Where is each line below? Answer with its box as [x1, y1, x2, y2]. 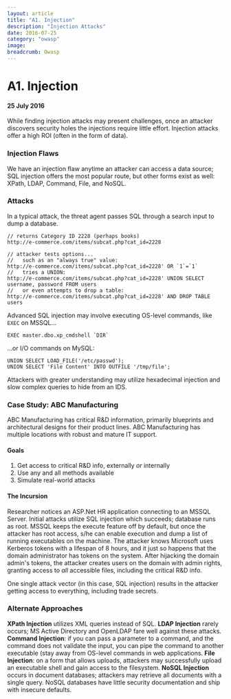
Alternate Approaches [7, 604, 83, 613]
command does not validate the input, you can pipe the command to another [7, 641, 224, 649]
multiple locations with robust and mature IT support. [7, 431, 157, 439]
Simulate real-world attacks [16, 476, 96, 484]
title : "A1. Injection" [7, 17, 76, 23]
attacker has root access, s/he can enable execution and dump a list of [7, 529, 208, 538]
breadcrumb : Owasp [7, 49, 60, 56]
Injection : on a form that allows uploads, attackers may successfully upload [7, 656, 222, 664]
